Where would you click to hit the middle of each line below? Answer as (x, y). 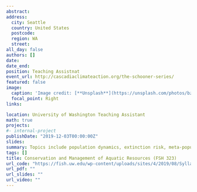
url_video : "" (23, 180)
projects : (18, 126)
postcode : (23, 33)
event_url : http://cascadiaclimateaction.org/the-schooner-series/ (90, 77)
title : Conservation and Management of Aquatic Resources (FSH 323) (91, 158)
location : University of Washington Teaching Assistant (76, 115)
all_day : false (25, 50)
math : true (19, 120)
